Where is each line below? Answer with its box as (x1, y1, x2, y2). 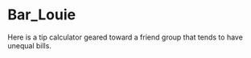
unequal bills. (7, 40, 51, 50)
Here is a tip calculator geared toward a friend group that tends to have (7, 32, 243, 42)
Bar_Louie (7, 6, 76, 24)
